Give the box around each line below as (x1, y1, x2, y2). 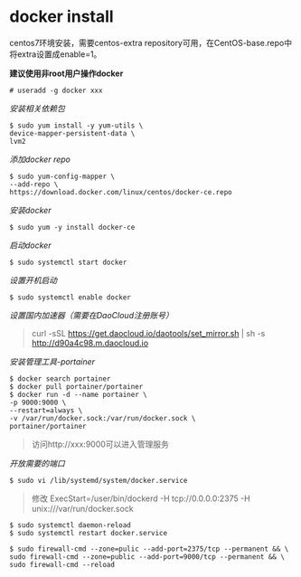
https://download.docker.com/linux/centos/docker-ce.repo (9, 187, 232, 196)
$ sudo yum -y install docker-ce (9, 222, 136, 232)
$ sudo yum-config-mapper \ (9, 172, 116, 181)
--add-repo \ (9, 179, 59, 189)
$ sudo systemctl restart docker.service (9, 528, 168, 537)
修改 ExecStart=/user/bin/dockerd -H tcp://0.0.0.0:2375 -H (31, 493, 250, 504)
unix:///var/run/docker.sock (31, 503, 134, 514)
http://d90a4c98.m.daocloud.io (31, 337, 149, 348)
